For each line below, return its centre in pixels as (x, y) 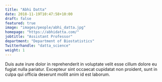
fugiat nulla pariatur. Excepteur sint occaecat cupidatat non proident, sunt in (81, 69)
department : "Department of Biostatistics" (50, 41)
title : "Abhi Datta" (26, 9)
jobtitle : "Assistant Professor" (39, 37)
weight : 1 (15, 50)
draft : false (18, 18)
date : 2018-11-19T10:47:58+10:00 (39, 14)
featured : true (20, 23)
